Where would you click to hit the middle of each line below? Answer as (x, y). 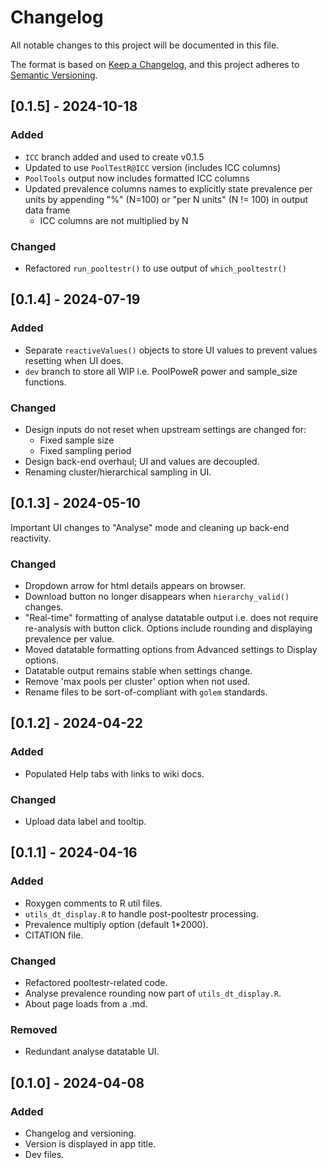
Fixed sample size (77, 440)
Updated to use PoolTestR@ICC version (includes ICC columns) (153, 167)
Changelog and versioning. (80, 1133)
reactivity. (31, 538)
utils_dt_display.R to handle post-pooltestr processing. (141, 913)
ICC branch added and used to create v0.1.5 (114, 157)
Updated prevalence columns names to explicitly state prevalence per (168, 188)
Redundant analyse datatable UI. (92, 1052)
